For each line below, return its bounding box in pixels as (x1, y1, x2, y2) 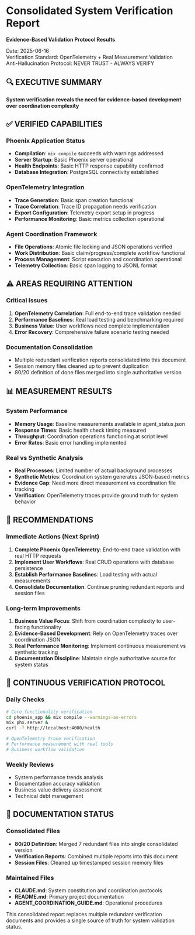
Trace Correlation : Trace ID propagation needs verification (14, 203, 156, 210)
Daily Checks (6, 695, 45, 704)
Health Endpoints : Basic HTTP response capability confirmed (14, 162, 163, 169)
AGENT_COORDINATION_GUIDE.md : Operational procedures (14, 899, 162, 906)
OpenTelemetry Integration (6, 183, 85, 192)
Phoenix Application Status (6, 137, 85, 145)
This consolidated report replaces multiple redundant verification (6, 911, 162, 918)
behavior (14, 498, 36, 505)
